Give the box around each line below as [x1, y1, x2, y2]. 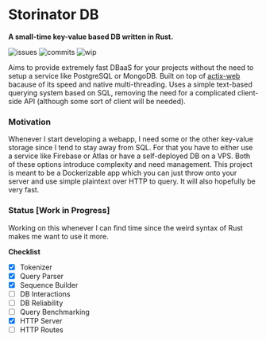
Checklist [8, 246, 41, 256]
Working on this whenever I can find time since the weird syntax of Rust [8, 223, 244, 232]
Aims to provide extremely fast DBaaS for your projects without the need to [8, 62, 254, 72]
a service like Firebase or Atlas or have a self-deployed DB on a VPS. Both [8, 151, 251, 161]
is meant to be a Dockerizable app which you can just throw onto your [8, 169, 237, 178]
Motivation [8, 116, 52, 127]
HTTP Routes [19, 324, 64, 335]
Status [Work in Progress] [8, 205, 110, 216]
